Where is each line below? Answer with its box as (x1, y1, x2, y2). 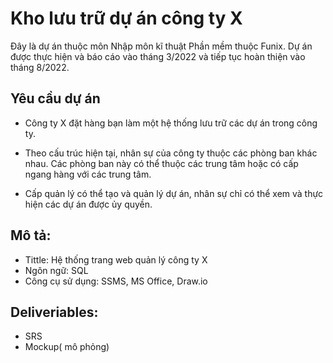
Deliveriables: (10, 303, 99, 321)
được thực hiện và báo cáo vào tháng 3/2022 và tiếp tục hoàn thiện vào (10, 50, 306, 62)
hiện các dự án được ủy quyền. (24, 198, 153, 210)
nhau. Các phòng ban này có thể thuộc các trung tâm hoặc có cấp (24, 157, 299, 169)
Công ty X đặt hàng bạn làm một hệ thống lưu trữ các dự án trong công (24, 117, 318, 129)
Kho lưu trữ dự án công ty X (10, 7, 243, 30)
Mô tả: (10, 227, 52, 244)
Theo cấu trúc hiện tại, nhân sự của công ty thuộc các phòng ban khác (24, 147, 318, 159)
